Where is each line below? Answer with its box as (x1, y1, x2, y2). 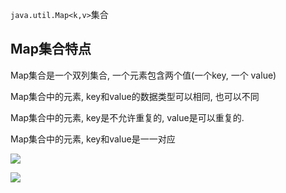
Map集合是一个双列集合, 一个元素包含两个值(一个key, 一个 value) (10, 69, 277, 81)
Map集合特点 (10, 41, 92, 58)
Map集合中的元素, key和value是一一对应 (10, 133, 176, 145)
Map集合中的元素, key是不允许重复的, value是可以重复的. (10, 111, 245, 123)
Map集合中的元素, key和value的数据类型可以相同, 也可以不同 (10, 90, 260, 102)
